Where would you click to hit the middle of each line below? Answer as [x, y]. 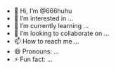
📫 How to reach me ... [46, 41]
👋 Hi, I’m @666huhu [43, 11]
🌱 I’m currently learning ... [51, 26]
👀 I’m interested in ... [44, 18]
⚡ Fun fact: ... [33, 59]
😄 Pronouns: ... [37, 51]
